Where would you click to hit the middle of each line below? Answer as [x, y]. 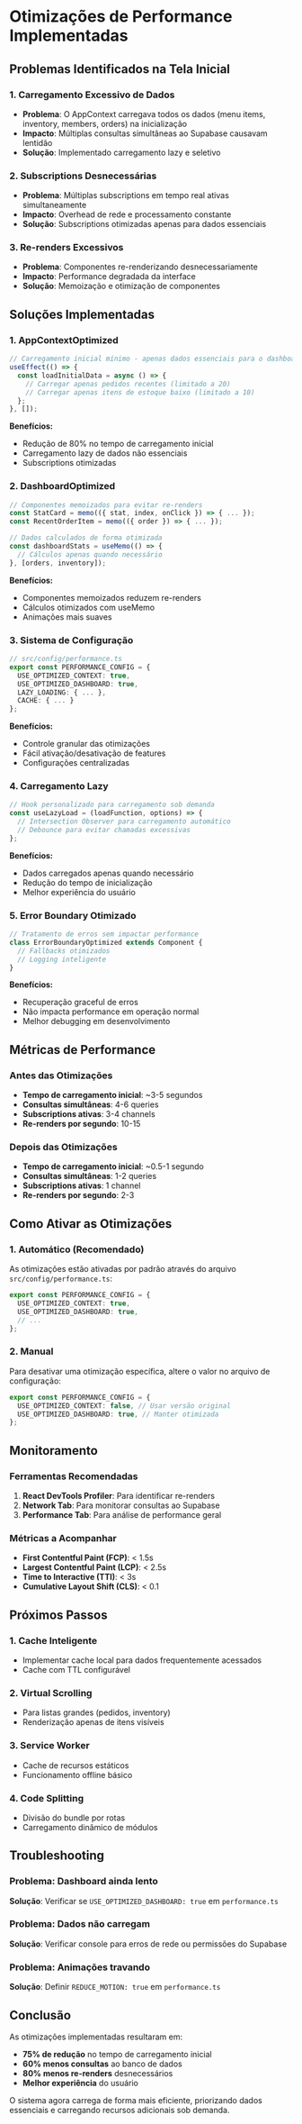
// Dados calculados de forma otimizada [86, 538]
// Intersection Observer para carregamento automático [124, 821]
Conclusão [40, 2015]
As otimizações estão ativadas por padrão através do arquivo [123, 1269]
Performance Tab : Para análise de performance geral [122, 1515]
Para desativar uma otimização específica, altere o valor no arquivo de [140, 1371]
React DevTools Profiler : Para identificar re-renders [119, 1496]
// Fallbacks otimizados [64, 951]
